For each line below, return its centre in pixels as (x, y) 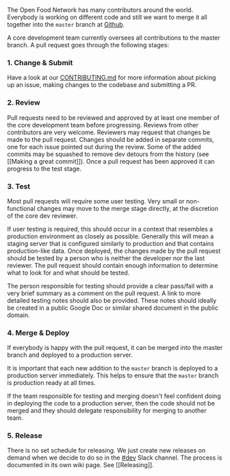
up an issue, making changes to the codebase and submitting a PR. (102, 85)
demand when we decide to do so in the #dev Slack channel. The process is (115, 458)
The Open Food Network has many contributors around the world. (100, 10)
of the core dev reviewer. (42, 216)
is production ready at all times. (51, 383)
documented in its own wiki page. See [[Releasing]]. (80, 465)
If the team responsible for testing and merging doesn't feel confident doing (114, 396)
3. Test (19, 186)
